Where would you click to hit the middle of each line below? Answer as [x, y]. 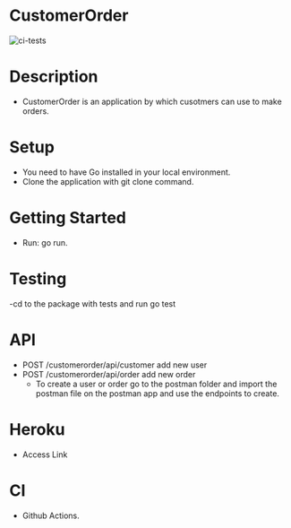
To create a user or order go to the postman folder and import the [156, 384]
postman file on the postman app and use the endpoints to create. [158, 393]
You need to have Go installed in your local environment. [126, 172]
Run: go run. [45, 242]
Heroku [37, 429]
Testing [38, 278]
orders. [35, 111]
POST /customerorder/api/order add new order [109, 374]
